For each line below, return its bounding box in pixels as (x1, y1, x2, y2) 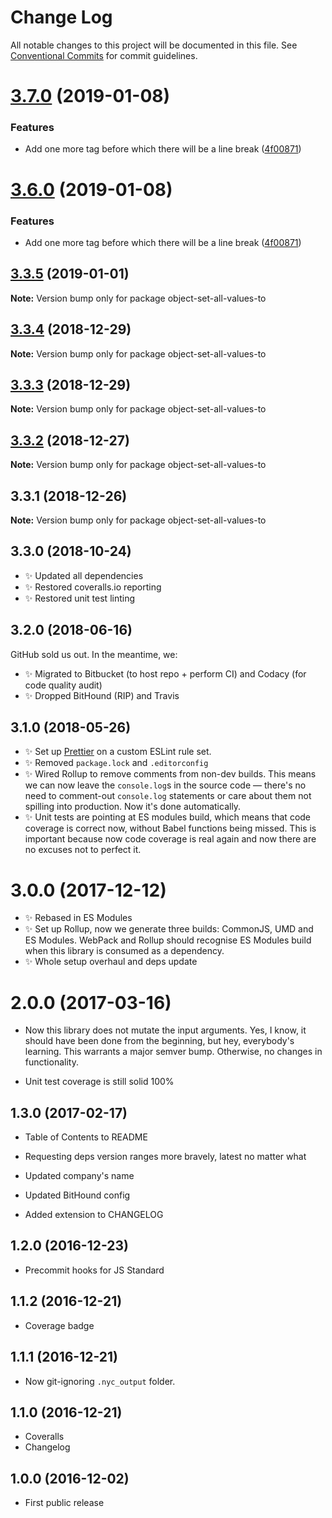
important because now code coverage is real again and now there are (24, 833, 317, 845)
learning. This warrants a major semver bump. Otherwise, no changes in (24, 1046, 323, 1058)
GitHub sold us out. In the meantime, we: (10, 648, 178, 660)
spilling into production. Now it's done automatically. (24, 801, 242, 813)
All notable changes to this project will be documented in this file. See (10, 39, 298, 51)
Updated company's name (24, 1170, 135, 1182)
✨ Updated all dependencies (24, 569, 144, 581)
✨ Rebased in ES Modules (24, 912, 133, 924)
